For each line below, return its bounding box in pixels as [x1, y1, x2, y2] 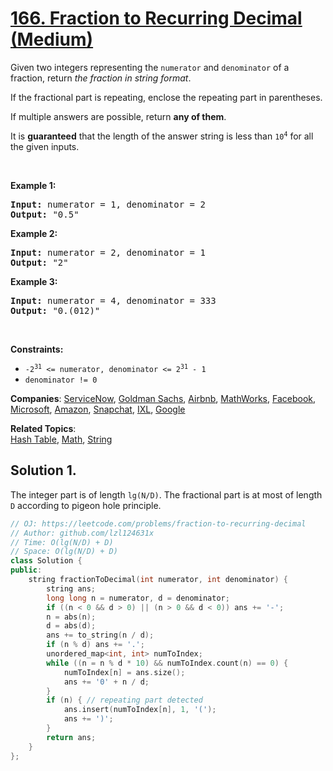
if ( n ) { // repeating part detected [46, 695, 203, 706]
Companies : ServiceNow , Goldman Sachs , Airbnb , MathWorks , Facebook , [10, 392, 317, 404]
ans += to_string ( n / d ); [46, 630, 155, 641]
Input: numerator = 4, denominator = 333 [10, 295, 217, 306]
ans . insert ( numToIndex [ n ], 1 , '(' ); [63, 705, 217, 715]
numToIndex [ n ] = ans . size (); [63, 667, 186, 677]
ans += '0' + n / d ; [63, 677, 150, 687]
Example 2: [10, 227, 58, 239]
